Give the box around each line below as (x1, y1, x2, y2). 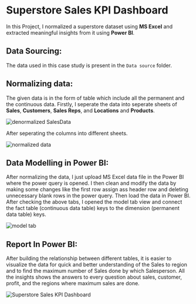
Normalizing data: (6, 79, 73, 89)
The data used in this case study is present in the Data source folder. (6, 62, 172, 69)
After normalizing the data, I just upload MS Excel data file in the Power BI (6, 174, 184, 181)
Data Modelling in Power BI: (6, 158, 109, 168)
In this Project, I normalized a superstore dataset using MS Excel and (6, 23, 173, 30)
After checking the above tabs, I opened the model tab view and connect (6, 198, 183, 205)
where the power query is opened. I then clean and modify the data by (6, 180, 177, 187)
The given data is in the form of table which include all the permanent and (6, 94, 185, 102)
